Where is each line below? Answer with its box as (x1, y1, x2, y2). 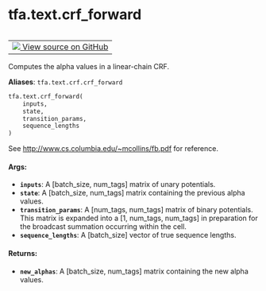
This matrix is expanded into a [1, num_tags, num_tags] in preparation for (19, 213, 258, 223)
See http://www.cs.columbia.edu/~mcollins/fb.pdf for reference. (8, 144, 218, 153)
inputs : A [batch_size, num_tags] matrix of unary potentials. (19, 180, 216, 189)
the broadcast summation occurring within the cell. (19, 222, 187, 231)
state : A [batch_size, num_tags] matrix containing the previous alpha (19, 188, 245, 198)
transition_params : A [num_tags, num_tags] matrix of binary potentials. (19, 205, 254, 215)
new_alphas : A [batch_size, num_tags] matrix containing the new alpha (19, 266, 249, 276)
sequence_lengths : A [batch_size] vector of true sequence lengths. (19, 231, 237, 240)
